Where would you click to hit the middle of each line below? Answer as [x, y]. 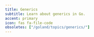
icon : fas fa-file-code [29, 23]
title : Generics [21, 9]
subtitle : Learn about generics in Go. [45, 14]
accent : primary [21, 18]
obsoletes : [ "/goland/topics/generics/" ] [47, 27]
